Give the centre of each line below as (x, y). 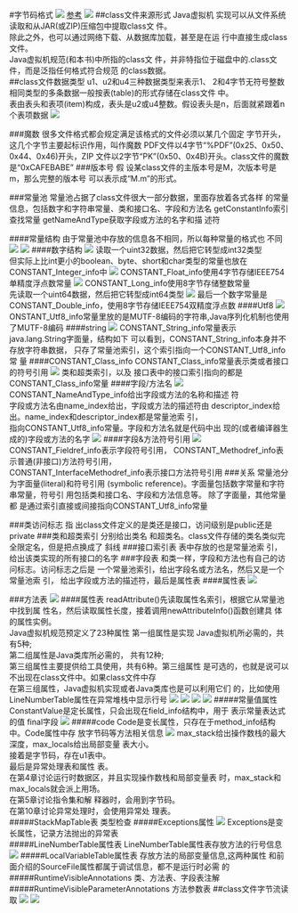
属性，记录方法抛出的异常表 (67, 833)
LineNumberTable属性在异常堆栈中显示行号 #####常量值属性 (144, 700)
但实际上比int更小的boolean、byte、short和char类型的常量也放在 (128, 261)
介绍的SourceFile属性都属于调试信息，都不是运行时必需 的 (123, 867)
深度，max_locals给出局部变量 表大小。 (81, 744)
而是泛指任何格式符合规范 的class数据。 (97, 70)
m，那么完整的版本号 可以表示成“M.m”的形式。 (96, 179)
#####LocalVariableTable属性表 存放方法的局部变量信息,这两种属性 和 (149, 856)
